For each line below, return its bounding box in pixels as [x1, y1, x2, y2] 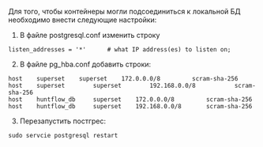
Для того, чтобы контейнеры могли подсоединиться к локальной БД [8, 7, 241, 16]
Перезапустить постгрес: [19, 116, 107, 126]
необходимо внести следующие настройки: [8, 15, 157, 24]
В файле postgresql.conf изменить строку [19, 31, 160, 40]
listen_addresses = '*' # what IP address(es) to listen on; [8, 46, 231, 54]
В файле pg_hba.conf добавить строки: [19, 59, 152, 69]
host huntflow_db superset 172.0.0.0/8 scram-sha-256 [8, 96, 253, 104]
